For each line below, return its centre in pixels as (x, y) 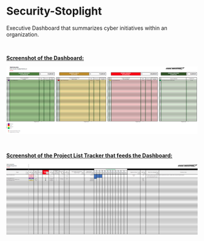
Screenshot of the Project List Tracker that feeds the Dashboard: (90, 155)
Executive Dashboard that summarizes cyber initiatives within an (87, 28)
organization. (23, 34)
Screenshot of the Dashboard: (45, 58)
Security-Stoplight (54, 11)
